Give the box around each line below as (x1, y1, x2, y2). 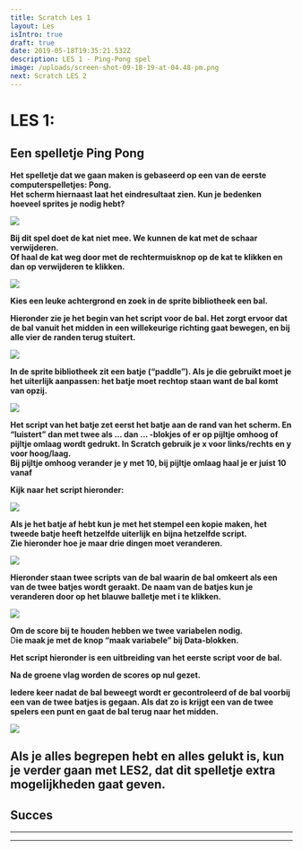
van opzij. (10, 385, 47, 396)
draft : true (10, 38, 55, 48)
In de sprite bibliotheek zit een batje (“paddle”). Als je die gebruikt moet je (10, 365, 292, 377)
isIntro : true (10, 30, 64, 39)
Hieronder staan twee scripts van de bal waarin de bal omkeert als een (10, 572, 278, 583)
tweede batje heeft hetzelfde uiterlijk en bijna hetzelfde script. (10, 528, 247, 539)
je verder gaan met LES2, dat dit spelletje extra (10, 763, 276, 778)
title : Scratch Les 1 (10, 13, 91, 22)
